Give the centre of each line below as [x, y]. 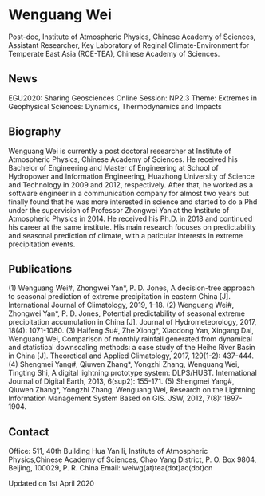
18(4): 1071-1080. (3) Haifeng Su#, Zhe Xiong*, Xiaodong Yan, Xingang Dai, [131, 331]
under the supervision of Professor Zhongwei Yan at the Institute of [119, 210]
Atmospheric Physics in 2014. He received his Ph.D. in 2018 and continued [131, 218]
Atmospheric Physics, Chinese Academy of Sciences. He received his [123, 159]
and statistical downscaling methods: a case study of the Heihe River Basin [132, 348]
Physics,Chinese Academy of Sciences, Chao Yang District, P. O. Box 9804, [132, 459]
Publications [40, 269]
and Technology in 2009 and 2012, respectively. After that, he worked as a [131, 184]
